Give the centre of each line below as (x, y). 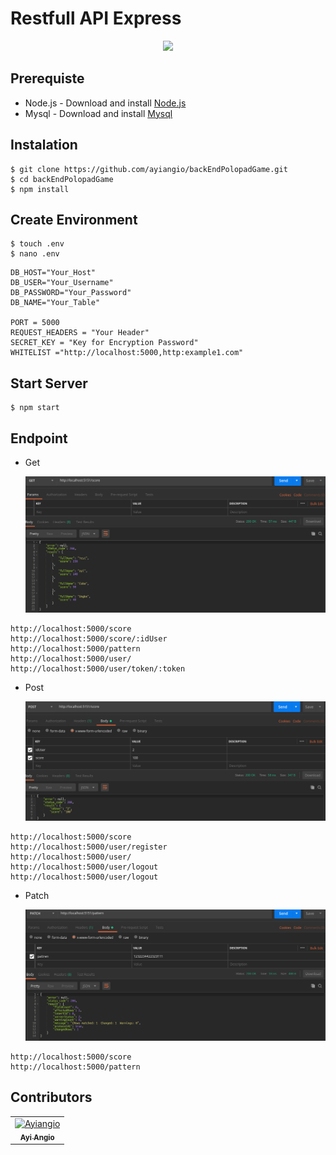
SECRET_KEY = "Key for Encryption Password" (104, 343)
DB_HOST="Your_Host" (53, 273)
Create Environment (74, 219)
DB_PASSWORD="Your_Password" (71, 293)
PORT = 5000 (35, 323)
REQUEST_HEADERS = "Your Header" (80, 333)
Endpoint (39, 438)
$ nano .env (35, 254)
